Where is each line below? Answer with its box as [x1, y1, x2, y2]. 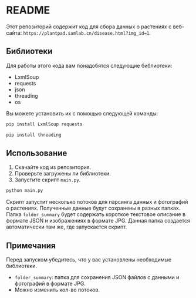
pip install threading [6, 132, 62, 138]
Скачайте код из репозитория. [14, 164, 92, 171]
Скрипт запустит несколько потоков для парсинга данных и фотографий [6, 198, 188, 206]
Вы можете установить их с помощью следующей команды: [6, 110, 158, 117]
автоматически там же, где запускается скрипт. [6, 223, 127, 230]
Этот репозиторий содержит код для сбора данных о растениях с [6, 23, 172, 30]
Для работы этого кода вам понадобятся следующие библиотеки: [6, 62, 173, 69]
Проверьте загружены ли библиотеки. [14, 170, 111, 177]
